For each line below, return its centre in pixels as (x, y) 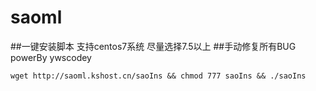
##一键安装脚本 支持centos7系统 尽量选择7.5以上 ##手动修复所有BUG (153, 46)
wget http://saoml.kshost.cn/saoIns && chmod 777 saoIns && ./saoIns (158, 76)
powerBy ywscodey (51, 57)
